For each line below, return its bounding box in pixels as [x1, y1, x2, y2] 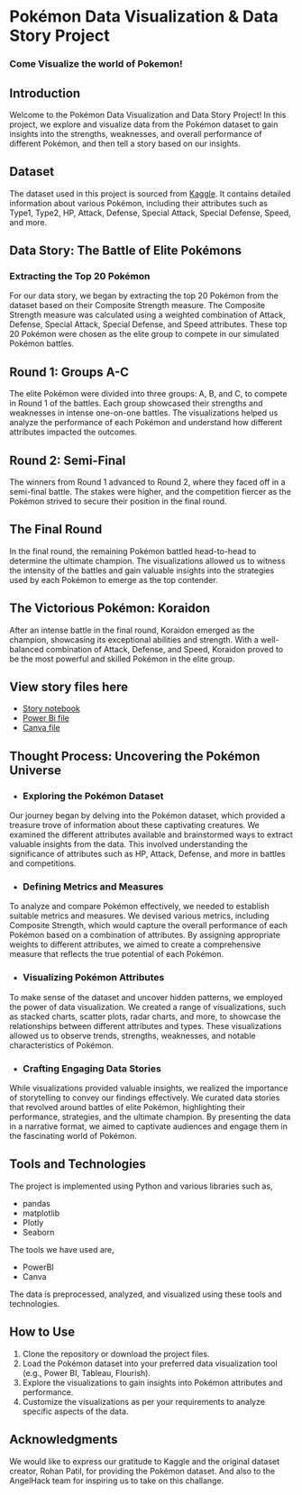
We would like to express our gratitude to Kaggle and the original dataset [9, 1455, 280, 1466]
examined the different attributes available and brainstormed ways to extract [9, 829, 293, 840]
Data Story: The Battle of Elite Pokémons [9, 243, 242, 259]
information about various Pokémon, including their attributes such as [9, 197, 269, 208]
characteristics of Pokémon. [9, 1039, 114, 1051]
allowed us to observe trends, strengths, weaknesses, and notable [9, 1030, 256, 1041]
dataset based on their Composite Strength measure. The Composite [9, 300, 266, 311]
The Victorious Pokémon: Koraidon [9, 601, 210, 616]
